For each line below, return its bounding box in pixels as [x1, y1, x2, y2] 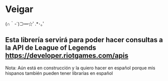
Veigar [5, 4, 34, 15]
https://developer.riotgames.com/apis [5, 51, 129, 60]
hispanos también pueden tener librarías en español [5, 70, 113, 76]
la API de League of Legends [5, 44, 97, 52]
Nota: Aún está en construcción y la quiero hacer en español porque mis [5, 64, 155, 71]
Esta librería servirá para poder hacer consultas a [5, 36, 163, 44]
